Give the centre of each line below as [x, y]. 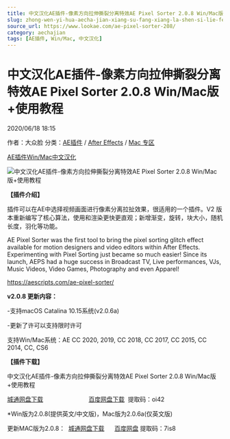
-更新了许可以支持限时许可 [44, 325]
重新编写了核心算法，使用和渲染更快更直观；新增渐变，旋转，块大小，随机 [118, 218]
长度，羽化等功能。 [34, 226]
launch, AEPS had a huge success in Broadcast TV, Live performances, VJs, [114, 262]
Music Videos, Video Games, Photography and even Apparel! [93, 269]
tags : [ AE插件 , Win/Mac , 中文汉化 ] [55, 39]
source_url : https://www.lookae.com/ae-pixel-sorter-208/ [91, 26]
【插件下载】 [25, 362]
